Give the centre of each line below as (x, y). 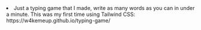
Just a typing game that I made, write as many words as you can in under (104, 8)
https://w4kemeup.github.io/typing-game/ (58, 21)
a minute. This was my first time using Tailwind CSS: (71, 14)
